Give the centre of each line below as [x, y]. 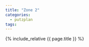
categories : [18, 15]
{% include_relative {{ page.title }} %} [45, 39]
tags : [11, 24]
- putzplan [21, 19]
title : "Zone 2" [22, 10]
